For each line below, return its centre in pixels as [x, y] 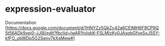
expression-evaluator [50, 9]
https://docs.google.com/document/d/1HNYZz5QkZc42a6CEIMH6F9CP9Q [83, 27]
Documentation [21, 23]
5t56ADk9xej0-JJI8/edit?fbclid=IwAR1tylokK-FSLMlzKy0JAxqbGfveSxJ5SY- [83, 33]
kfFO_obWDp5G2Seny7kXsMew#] [40, 38]
